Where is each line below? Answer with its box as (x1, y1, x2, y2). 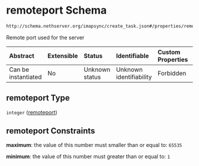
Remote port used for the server (6, 34, 85, 41)
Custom (158, 48, 181, 56)
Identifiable (115, 52, 149, 60)
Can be (9, 65, 30, 74)
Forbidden (158, 69, 187, 77)
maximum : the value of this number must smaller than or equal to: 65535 (6, 142, 182, 149)
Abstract (9, 52, 34, 60)
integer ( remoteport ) (6, 108, 57, 116)
